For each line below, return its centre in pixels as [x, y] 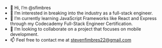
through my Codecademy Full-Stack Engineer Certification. [71, 23]
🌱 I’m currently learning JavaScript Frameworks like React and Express [83, 18]
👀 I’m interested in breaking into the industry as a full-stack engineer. [82, 13]
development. [24, 34]
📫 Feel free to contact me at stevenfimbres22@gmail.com [71, 40]
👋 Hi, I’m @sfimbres [30, 8]
